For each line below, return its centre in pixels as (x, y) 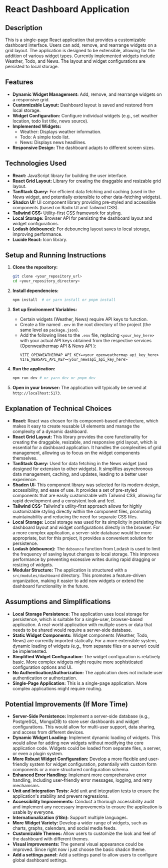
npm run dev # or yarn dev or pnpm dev (54, 378)
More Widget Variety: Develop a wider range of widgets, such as (80, 823)
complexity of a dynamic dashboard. (50, 431)
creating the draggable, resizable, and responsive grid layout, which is (85, 442)
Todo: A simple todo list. (45, 137)
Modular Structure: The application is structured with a (70, 570)
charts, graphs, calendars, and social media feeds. (64, 828)
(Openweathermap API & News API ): (58, 346)
